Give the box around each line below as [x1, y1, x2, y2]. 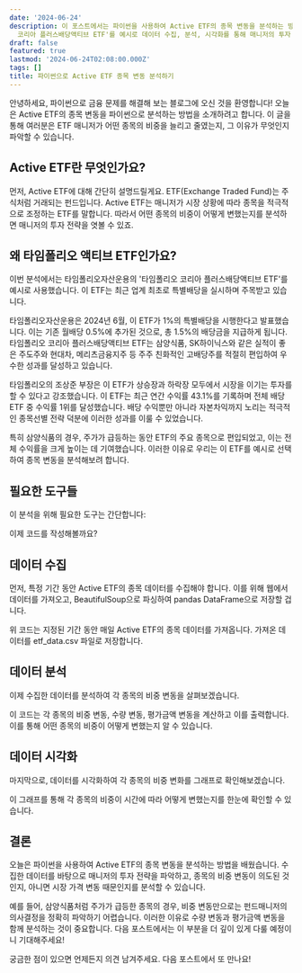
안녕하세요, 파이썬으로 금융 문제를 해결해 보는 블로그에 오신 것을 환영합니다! [9, 97, 273, 108]
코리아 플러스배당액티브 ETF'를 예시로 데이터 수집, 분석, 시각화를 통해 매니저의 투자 [17, 30, 291, 39]
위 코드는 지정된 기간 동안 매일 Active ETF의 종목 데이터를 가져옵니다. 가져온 [9, 624, 277, 635]
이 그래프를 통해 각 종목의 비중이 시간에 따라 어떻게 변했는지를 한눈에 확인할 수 [9, 793, 283, 805]
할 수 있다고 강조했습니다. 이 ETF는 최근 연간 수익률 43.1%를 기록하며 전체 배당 [9, 390, 286, 401]
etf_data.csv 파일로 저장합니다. [32, 636, 144, 646]
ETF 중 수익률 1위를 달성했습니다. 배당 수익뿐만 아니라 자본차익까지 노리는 [9, 402, 267, 413]
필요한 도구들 [9, 483, 78, 499]
